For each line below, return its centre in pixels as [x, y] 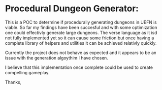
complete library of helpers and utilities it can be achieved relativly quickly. [81, 43]
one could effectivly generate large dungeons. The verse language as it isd [81, 32]
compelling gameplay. [28, 72]
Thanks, [13, 82]
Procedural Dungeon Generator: [72, 9]
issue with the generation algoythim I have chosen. [57, 58]
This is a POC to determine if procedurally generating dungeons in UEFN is [81, 22]
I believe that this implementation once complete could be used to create [79, 67]
